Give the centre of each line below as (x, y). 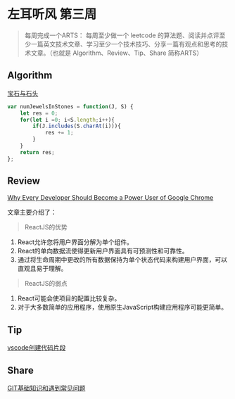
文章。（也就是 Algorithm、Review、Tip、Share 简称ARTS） (116, 53)
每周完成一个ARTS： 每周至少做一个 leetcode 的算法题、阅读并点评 (122, 35)
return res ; (37, 152)
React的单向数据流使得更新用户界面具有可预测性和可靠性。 (103, 251)
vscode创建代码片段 (37, 348)
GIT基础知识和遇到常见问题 (46, 388)
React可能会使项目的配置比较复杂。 (69, 298)
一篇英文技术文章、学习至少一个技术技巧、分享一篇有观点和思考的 (126, 44)
